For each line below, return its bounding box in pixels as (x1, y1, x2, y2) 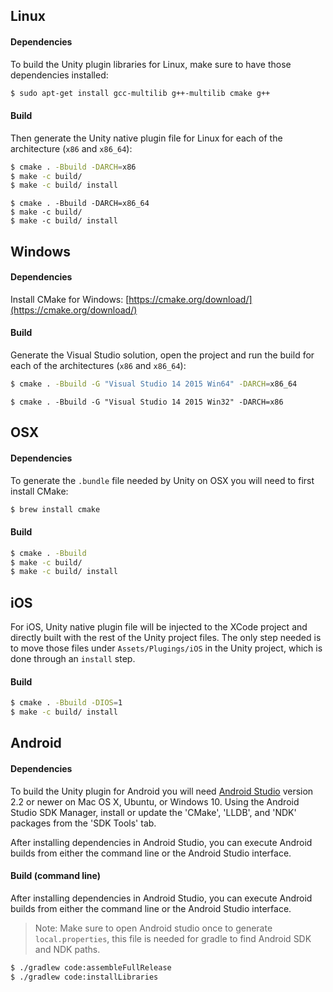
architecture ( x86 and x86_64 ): (10, 142, 133, 154)
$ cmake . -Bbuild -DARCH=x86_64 (10, 199, 150, 209)
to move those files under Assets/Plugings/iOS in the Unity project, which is (10, 642, 323, 654)
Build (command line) (10, 870, 102, 882)
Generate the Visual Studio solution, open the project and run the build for (10, 349, 315, 361)
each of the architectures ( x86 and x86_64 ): (10, 360, 187, 372)
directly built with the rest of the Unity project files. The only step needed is (10, 632, 322, 644)
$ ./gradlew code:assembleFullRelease (10, 962, 172, 973)
